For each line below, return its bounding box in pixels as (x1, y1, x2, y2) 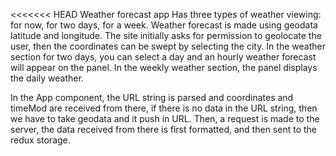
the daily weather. (10, 72, 84, 84)
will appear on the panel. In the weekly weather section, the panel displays (10, 62, 318, 73)
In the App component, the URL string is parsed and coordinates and (10, 92, 294, 103)
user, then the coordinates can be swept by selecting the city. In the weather (10, 40, 326, 52)
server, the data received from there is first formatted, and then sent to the (10, 124, 317, 135)
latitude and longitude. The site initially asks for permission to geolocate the (10, 30, 322, 41)
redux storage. (10, 134, 71, 146)
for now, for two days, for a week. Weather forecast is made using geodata (10, 19, 318, 31)
